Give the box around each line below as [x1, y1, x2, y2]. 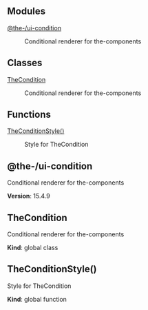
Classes [7, 57, 43, 69]
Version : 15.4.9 [7, 192, 50, 200]
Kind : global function [7, 295, 67, 303]
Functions [7, 109, 52, 121]
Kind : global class [7, 244, 59, 252]
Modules [7, 6, 46, 17]
